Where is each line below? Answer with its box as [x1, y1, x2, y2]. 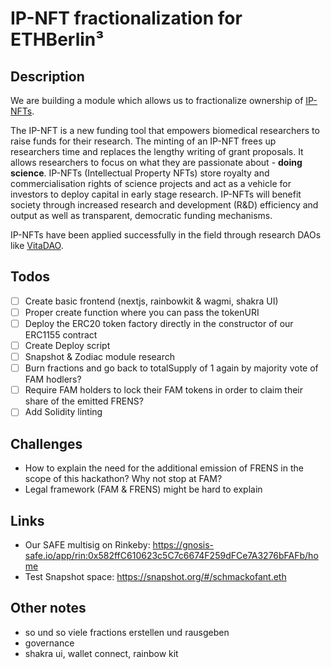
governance [24, 637, 75, 649]
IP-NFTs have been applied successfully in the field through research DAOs [10, 229, 322, 241]
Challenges [10, 435, 83, 452]
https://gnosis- [152, 538, 214, 551]
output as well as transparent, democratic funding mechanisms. [10, 210, 273, 221]
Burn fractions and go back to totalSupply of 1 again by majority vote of [24, 362, 319, 374]
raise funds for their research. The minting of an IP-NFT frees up [10, 135, 277, 147]
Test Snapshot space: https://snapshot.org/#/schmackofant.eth [24, 570, 287, 582]
